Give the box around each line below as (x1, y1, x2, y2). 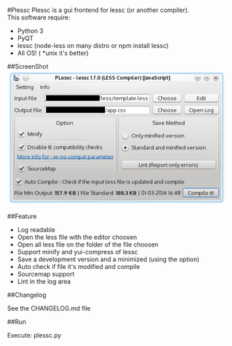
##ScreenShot (7, 63, 49, 70)
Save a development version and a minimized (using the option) (17, 255, 200, 263)
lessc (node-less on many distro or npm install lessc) (17, 42, 169, 49)
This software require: (7, 13, 71, 22)
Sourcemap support (17, 270, 75, 279)
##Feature (7, 212, 37, 221)
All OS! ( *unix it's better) (17, 49, 89, 57)
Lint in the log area (17, 277, 71, 286)
